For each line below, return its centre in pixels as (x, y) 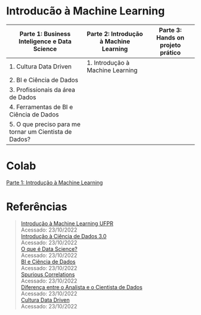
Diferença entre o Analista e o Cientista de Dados (81, 287)
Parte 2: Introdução (115, 34)
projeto (170, 45)
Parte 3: (170, 30)
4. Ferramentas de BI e (41, 107)
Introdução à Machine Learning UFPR (67, 223)
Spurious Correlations (48, 274)
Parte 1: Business (45, 34)
